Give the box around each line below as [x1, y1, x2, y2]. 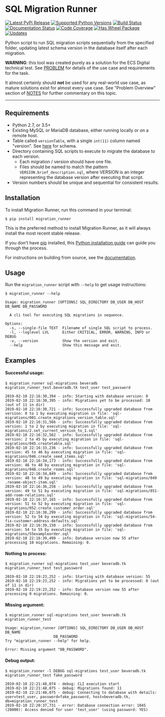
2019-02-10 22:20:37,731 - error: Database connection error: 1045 [5, 703, 146, 708]
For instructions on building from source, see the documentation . [5, 254, 137, 260]
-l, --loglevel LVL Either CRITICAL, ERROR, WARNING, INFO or [9, 330, 151, 335]
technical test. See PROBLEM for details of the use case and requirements [5, 65, 155, 71]
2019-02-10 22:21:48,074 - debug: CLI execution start [5, 681, 120, 687]
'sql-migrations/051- [114, 488, 160, 493]
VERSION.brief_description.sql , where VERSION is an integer [19, 169, 145, 175]
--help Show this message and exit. [9, 343, 122, 348]
